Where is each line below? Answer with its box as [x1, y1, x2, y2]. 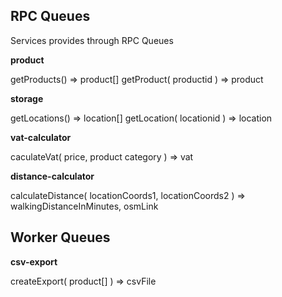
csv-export [10, 255, 58, 268]
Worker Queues [10, 229, 111, 246]
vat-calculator [10, 131, 72, 143]
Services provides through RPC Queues [10, 34, 174, 46]
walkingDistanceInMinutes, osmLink [10, 200, 159, 212]
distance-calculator [10, 170, 95, 182]
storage [10, 92, 44, 104]
